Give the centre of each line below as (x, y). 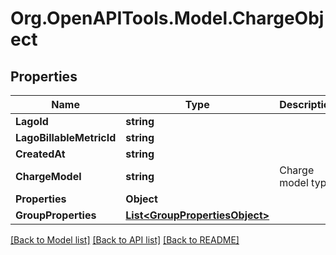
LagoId (32, 121)
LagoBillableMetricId (66, 137)
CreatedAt (40, 154)
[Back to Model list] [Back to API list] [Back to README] (125, 240)
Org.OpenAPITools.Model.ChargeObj (167, 18)
